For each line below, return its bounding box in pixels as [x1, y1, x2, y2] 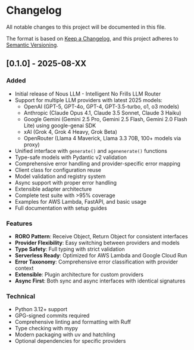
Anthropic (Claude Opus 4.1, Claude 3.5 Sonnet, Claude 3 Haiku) [23, 109, 182, 116]
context [14, 264, 34, 272]
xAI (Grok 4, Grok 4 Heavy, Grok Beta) [23, 128, 118, 135]
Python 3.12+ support [14, 306, 68, 313]
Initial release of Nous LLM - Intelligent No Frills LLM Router [14, 90, 161, 97]
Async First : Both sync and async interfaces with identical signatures [14, 277, 186, 284]
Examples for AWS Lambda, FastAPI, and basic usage [14, 198, 147, 205]
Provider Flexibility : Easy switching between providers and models [14, 239, 180, 246]
